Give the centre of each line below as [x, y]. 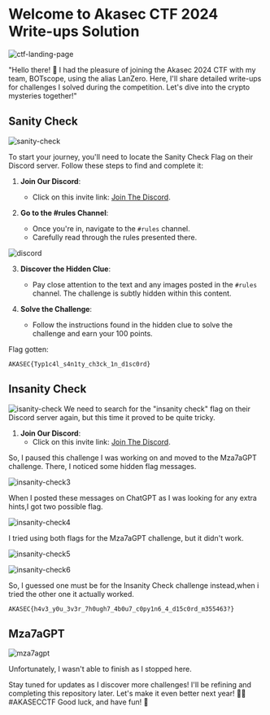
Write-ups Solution [74, 31]
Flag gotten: [28, 349]
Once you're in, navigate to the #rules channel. [111, 228]
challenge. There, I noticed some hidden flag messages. [102, 466]
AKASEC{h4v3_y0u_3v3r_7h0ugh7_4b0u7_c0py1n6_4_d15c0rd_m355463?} [121, 609]
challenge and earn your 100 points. [92, 333]
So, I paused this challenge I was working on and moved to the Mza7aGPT [133, 458]
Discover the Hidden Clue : [65, 269]
